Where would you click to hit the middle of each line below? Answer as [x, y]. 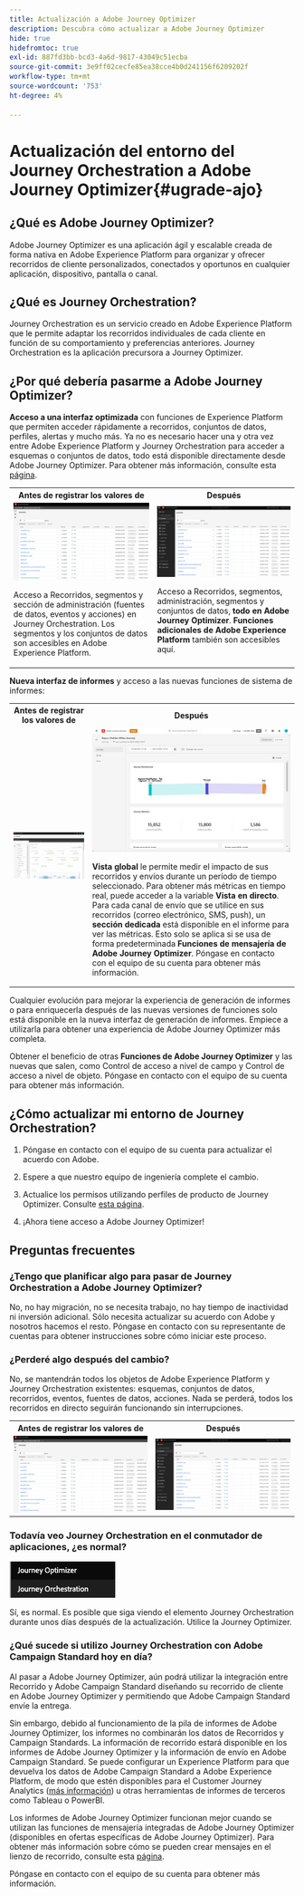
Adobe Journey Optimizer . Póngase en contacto [183, 953]
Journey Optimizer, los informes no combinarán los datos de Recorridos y [147, 1732]
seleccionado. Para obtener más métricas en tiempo [189, 885]
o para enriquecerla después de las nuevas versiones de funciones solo [143, 1010]
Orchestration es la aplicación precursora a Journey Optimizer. [126, 352]
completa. [28, 1039]
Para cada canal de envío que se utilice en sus [178, 905]
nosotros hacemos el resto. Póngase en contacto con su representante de [147, 1326]
